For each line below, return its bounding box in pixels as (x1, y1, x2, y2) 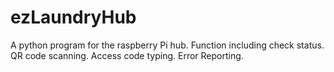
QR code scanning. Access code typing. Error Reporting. (10, 49, 244, 61)
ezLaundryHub (10, 6, 137, 29)
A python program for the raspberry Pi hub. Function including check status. (10, 39, 325, 51)
